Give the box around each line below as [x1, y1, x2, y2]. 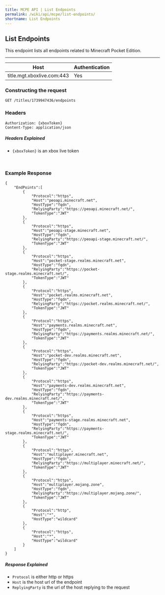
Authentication [73, 64, 110, 71]
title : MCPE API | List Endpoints [5, 7, 76, 12]
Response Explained [5, 562, 48, 567]
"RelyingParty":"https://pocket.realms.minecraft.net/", [31, 301, 151, 307]
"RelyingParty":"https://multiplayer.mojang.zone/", [31, 491, 141, 496]
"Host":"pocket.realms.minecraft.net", [31, 293, 113, 298]
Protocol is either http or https [12, 574, 74, 580]
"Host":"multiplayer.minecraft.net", [31, 452, 109, 457]
